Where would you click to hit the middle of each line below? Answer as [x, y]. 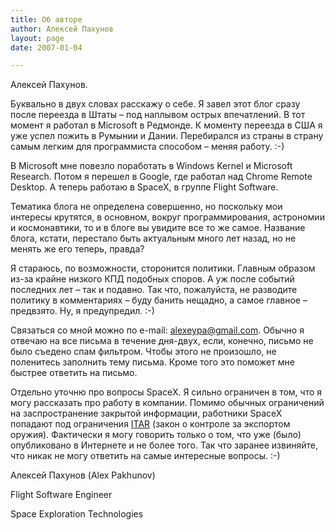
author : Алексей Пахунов [62, 29]
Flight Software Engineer [61, 495]
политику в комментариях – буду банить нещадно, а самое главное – [159, 300]
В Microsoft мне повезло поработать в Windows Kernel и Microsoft [151, 166]
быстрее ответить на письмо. [74, 373]
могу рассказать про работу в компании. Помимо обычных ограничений [167, 403]
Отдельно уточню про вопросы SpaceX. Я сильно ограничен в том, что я [166, 392]
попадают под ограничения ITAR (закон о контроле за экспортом [150, 424]
